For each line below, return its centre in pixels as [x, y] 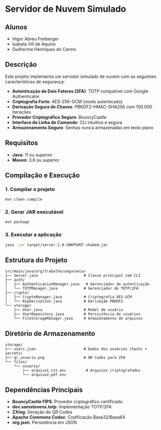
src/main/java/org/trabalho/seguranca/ [46, 271]
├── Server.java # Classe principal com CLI [73, 276]
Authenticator [26, 96]
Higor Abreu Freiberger [35, 39]
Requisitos [21, 143]
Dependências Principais [44, 390]
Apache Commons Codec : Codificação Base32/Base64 [69, 417]
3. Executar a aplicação [33, 235]
